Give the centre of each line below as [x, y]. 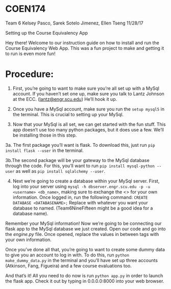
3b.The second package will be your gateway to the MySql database [77, 160]
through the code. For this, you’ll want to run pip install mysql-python [80, 166]
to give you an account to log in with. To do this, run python [67, 255]
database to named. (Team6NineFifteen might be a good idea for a [83, 208]
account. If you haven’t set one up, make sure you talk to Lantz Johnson [89, 94]
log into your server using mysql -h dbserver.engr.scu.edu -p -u [81, 186]
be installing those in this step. [45, 135]
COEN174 [26, 9]
